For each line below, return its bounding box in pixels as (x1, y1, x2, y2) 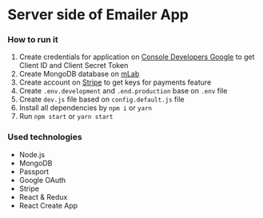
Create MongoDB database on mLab (18, 69, 140, 79)
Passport (18, 166, 50, 176)
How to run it (7, 34, 58, 46)
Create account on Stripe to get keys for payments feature (18, 77, 212, 87)
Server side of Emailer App (7, 6, 189, 24)
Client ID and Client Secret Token (18, 61, 129, 70)
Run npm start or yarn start (18, 112, 114, 121)
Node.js (18, 149, 46, 159)
